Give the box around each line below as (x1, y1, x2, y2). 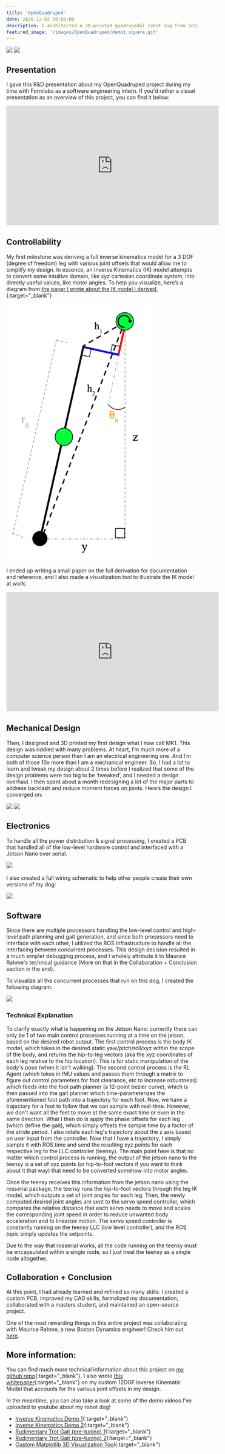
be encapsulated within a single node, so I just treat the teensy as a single (6, 1248, 191, 1255)
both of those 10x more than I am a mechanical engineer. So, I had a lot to (6, 759, 190, 766)
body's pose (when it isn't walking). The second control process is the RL (6, 1064, 190, 1071)
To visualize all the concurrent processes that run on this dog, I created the (6, 977, 194, 985)
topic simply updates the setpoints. (6, 1230, 94, 1237)
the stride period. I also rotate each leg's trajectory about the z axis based (6, 1128, 191, 1135)
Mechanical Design (6, 723, 81, 734)
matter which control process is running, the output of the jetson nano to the (6, 1154, 197, 1161)
